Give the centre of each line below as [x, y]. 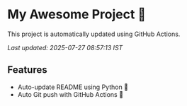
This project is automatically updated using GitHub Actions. [94, 34]
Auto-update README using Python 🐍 [73, 87]
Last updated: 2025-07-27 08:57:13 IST [65, 47]
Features [27, 70]
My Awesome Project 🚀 [77, 14]
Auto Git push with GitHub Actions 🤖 [70, 94]
